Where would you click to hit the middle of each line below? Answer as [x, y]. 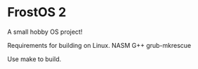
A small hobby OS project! [45, 32]
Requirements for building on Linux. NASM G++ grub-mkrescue [99, 45]
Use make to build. [34, 59]
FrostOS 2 [37, 12]
